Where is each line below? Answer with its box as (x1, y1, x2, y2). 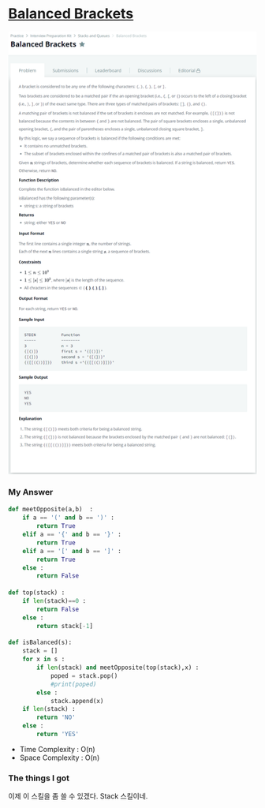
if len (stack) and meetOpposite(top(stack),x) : (36, 664, 200, 671)
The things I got (8, 772, 69, 784)
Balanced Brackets (8, 5, 134, 23)
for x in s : (22, 656, 65, 664)
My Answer (8, 487, 54, 498)
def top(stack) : (8, 589, 65, 597)
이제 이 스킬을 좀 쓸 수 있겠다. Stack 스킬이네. (8, 791, 148, 801)
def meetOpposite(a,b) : (8, 506, 93, 514)
